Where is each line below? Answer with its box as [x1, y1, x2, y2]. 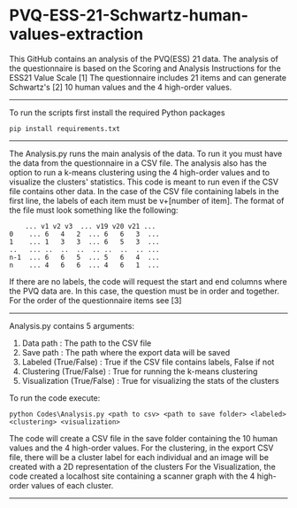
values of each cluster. [30, 480, 114, 490]
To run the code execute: [9, 392, 101, 403]
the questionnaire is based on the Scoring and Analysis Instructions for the [9, 63, 281, 74]
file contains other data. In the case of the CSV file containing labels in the [9, 185, 279, 196]
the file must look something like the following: [9, 205, 179, 215]
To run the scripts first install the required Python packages [9, 107, 225, 118]
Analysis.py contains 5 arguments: [9, 320, 135, 331]
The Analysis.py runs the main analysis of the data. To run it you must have [9, 148, 283, 159]
